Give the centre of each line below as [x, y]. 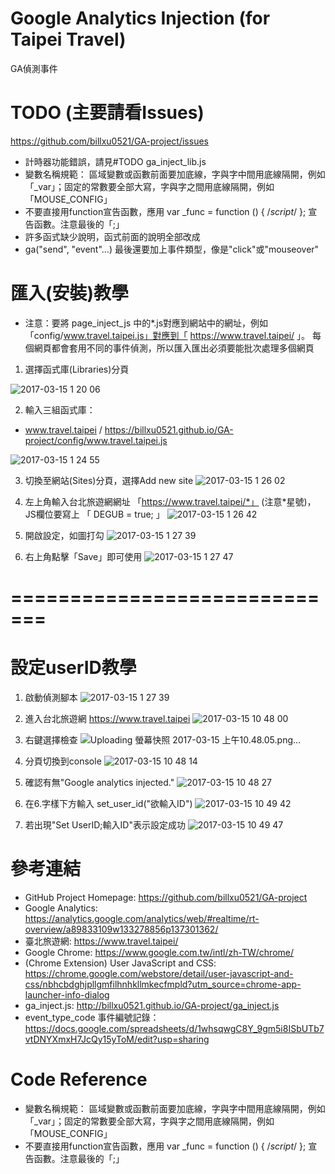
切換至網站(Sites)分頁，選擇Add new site [109, 480]
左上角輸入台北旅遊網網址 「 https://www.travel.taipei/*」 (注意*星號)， [170, 501]
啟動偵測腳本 [51, 697]
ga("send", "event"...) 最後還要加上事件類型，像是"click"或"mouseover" [172, 249]
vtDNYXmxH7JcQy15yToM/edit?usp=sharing [117, 1039]
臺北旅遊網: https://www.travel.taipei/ [101, 941]
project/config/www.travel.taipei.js [96, 440]
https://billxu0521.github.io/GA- [169, 429]
